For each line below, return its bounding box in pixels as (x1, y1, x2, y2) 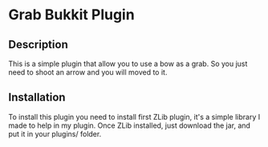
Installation (8, 91, 66, 104)
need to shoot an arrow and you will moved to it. (8, 67, 168, 77)
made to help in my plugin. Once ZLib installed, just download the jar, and (8, 120, 251, 130)
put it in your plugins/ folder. (8, 129, 102, 138)
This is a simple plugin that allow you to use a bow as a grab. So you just (8, 59, 248, 68)
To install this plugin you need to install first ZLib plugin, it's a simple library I (8, 112, 261, 121)
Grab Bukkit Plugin (8, 6, 135, 24)
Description (8, 38, 68, 51)
